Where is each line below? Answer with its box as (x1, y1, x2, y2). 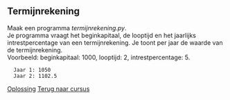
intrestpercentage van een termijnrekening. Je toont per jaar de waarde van (7, 38, 223, 47)
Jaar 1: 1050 (13, 66, 51, 73)
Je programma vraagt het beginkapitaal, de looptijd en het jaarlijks (7, 31, 196, 39)
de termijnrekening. (7, 46, 63, 54)
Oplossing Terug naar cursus (7, 84, 90, 92)
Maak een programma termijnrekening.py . (7, 23, 127, 32)
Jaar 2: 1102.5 (13, 72, 57, 79)
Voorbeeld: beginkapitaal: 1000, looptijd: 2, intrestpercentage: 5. (7, 53, 191, 61)
